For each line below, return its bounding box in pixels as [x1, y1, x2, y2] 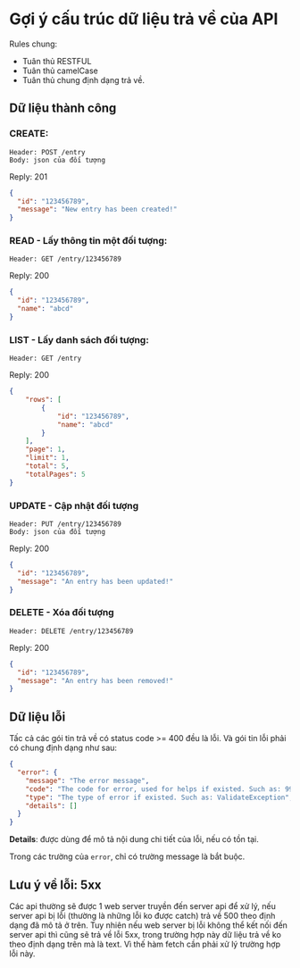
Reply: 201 [9, 171, 47, 182]
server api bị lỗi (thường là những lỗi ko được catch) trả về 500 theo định [9, 910, 276, 921]
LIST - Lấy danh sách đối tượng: [9, 333, 149, 346]
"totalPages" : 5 [25, 470, 87, 479]
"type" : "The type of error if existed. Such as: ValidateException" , [25, 793, 294, 802]
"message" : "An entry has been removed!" [17, 676, 174, 685]
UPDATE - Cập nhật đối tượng [9, 499, 139, 512]
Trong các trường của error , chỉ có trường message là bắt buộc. [9, 851, 246, 862]
